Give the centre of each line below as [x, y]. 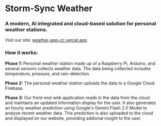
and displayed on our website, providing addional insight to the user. [73, 118]
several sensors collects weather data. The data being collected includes [78, 68]
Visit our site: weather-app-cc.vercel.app [46, 40]
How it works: [22, 53]
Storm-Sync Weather [49, 8]
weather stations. [26, 30]
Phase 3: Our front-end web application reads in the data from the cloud [78, 97]
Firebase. [15, 88]
